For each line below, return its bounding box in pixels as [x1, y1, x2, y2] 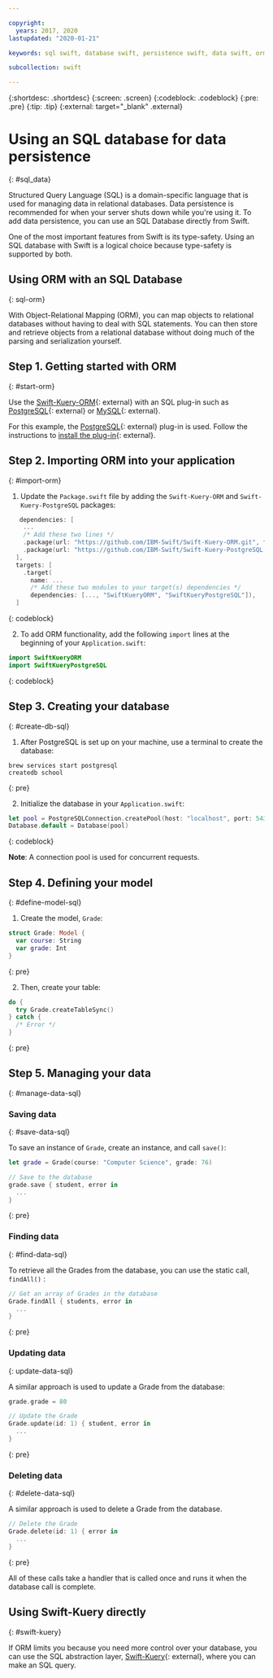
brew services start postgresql [8, 761, 118, 769]
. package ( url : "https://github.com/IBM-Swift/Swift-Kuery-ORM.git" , [23, 538, 260, 546]
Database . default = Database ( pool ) [8, 821, 129, 830]
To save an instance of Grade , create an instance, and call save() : [8, 1143, 227, 1153]
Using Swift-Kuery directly [8, 1606, 146, 1619]
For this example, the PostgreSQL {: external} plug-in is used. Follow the [8, 421, 248, 432]
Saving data [8, 1108, 57, 1119]
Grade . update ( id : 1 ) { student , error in [8, 1420, 151, 1428]
